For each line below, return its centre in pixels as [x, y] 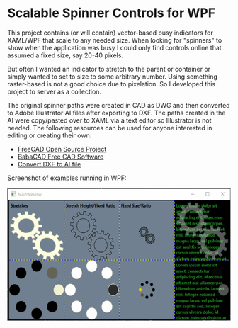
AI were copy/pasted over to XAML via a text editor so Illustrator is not [109, 120]
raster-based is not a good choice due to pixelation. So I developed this [112, 84]
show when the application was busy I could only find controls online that [114, 47]
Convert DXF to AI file [49, 164]
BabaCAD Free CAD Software [61, 157]
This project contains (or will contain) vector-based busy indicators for [110, 33]
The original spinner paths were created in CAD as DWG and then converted [119, 105]
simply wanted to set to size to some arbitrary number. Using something [113, 77]
